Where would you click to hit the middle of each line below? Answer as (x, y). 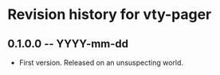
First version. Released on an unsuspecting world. (101, 62)
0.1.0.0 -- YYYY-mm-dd (68, 44)
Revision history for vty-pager (110, 15)
